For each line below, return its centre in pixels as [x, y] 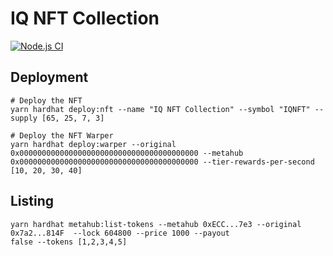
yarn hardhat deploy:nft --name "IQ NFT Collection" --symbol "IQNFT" [160, 109]
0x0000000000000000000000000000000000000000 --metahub [127, 153]
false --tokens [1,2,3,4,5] [69, 242]
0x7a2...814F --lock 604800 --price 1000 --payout [120, 233]
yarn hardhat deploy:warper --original [93, 144]
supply [24, 118]
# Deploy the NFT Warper [62, 135]
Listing [32, 201]
